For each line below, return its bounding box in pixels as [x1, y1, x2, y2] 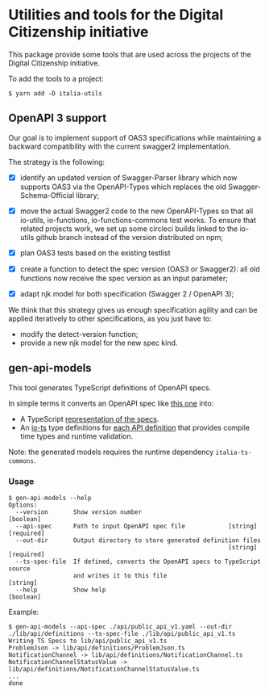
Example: [8, 608, 39, 617]
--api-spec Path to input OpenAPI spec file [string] [15, 523, 258, 531]
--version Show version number [15, 508, 143, 516]
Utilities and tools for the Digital [8, 6, 224, 24]
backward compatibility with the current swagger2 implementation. [8, 141, 231, 151]
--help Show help [15, 586, 106, 595]
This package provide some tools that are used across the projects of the [8, 49, 251, 59]
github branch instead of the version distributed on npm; [35, 232, 224, 242]
